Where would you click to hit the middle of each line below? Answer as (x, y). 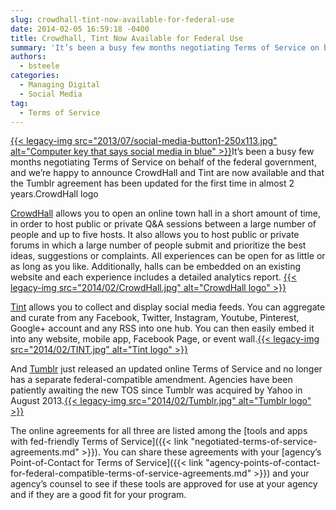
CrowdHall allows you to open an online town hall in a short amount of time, (166, 213)
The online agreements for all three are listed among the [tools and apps (159, 431)
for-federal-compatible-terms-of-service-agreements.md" (131, 473)
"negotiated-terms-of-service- (254, 442)
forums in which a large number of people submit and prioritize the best (158, 245)
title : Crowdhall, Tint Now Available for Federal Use (127, 38)
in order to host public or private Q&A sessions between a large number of (163, 224)
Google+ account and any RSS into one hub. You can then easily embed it (162, 328)
